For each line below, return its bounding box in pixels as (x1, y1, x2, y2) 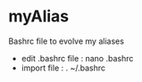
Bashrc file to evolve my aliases (8, 36, 124, 46)
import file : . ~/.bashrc (21, 62, 106, 73)
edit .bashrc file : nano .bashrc (21, 53, 134, 63)
